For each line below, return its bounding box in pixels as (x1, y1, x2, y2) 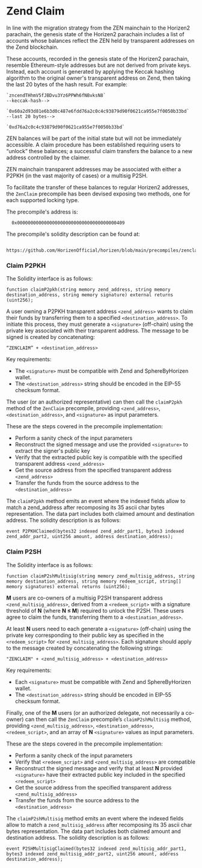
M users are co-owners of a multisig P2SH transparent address (6, 594, 164, 601)
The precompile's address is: (6, 208, 78, 215)
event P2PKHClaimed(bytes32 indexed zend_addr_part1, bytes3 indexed (6, 528, 185, 534)
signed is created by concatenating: (6, 334, 95, 341)
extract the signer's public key (14, 448, 90, 455)
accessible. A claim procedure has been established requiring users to (6, 141, 181, 148)
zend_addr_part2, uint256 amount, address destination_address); (6, 534, 173, 540)
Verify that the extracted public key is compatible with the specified (14, 454, 183, 461)
